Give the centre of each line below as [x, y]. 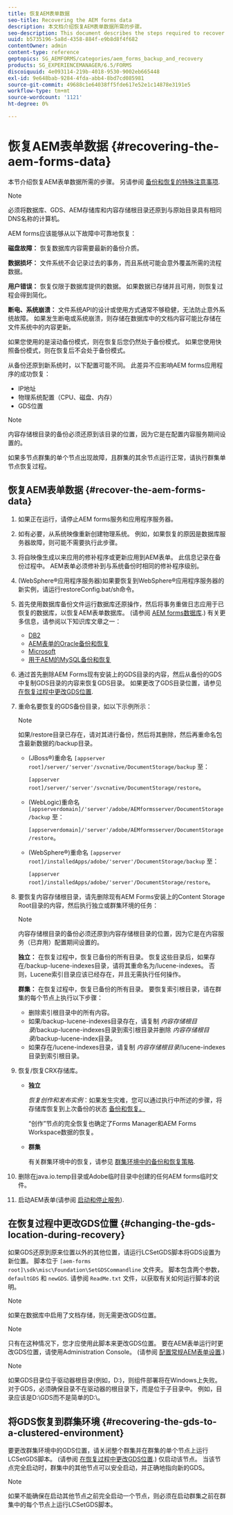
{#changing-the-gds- [168, 1224]
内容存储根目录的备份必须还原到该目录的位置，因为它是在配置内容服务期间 [114, 434]
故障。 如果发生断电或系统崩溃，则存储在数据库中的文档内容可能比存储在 [118, 318]
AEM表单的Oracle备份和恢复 [68, 643]
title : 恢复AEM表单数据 [39, 14]
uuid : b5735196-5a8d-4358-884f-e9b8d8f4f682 [73, 40]
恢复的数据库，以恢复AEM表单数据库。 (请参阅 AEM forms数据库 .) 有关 [119, 613]
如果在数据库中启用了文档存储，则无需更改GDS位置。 [84, 1315]
